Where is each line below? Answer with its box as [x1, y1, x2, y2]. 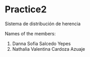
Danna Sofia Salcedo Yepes [12, 40, 71, 47]
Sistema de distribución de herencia [5, 21, 81, 27]
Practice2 [5, 4, 47, 15]
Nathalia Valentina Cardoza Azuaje [12, 46, 85, 52]
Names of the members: [5, 30, 56, 36]
